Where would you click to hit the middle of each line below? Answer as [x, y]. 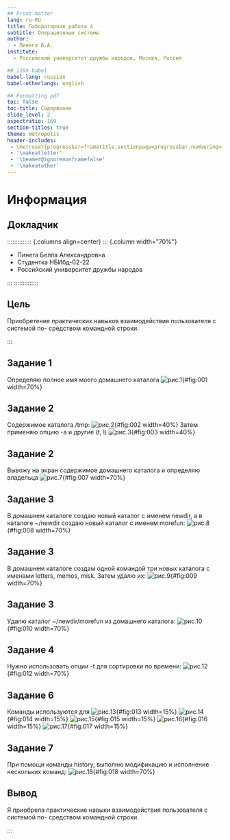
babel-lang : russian [37, 77]
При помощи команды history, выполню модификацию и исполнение [108, 765]
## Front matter [30, 13]
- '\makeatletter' [36, 153]
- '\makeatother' [35, 166]
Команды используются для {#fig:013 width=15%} [92, 712]
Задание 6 [31, 695]
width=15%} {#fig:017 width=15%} [68, 726]
